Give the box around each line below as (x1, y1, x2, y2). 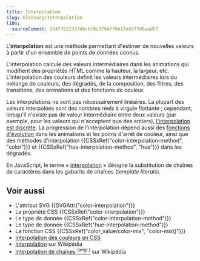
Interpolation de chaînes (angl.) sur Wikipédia (15, 247, 126, 255)
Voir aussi (6, 186, 45, 196)
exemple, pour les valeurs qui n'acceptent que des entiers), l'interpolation (6, 118, 191, 125)
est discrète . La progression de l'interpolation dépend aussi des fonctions (6, 124, 190, 131)
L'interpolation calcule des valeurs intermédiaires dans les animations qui (6, 61, 189, 68)
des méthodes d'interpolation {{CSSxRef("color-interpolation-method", (6, 137, 184, 144)
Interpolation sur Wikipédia (15, 240, 83, 248)
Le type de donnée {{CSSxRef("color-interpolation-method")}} (15, 215, 172, 222)
